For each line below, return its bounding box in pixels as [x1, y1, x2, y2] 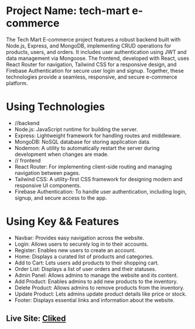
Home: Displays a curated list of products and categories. [14, 253, 154, 260]
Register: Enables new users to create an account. [14, 246, 136, 253]
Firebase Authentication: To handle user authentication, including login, [14, 188, 187, 195]
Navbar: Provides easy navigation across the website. [14, 234, 145, 241]
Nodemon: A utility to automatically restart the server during [14, 144, 160, 151]
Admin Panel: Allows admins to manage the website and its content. [14, 272, 179, 279]
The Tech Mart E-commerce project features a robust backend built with [6, 36, 181, 43]
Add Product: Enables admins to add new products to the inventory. [14, 277, 178, 285]
